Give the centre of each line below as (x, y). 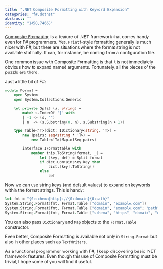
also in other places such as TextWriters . (46, 242)
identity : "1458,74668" (29, 23)
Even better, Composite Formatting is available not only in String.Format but (81, 236)
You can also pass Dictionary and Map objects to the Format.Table (71, 222)
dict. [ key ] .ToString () (71, 167)
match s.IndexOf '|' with (49, 113)
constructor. (17, 227)
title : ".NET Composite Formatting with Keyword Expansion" (67, 9)
